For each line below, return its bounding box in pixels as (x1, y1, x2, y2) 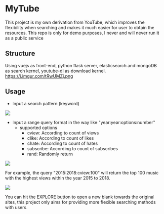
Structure (5, 49, 36, 58)
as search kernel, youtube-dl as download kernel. (5, 68, 106, 74)
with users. (5, 204, 28, 210)
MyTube (5, 3, 40, 14)
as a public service (5, 35, 43, 41)
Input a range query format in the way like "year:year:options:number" (12, 119, 156, 125)
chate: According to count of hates (27, 140, 98, 146)
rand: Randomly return (27, 151, 73, 157)
